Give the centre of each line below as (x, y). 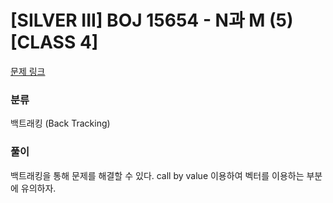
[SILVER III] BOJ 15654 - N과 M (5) (152, 20)
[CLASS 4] (54, 42)
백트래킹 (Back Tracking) (60, 123)
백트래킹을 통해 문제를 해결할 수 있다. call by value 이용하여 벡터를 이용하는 (157, 175)
